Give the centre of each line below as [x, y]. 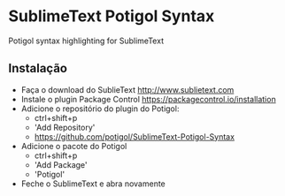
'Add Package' [61, 164]
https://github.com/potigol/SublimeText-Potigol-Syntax [135, 136]
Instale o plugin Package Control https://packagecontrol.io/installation [148, 99]
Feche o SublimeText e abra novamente [93, 184]
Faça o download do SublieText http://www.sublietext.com [127, 89]
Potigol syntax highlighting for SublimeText [86, 41]
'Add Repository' [65, 127]
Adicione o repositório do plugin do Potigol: [100, 109]
